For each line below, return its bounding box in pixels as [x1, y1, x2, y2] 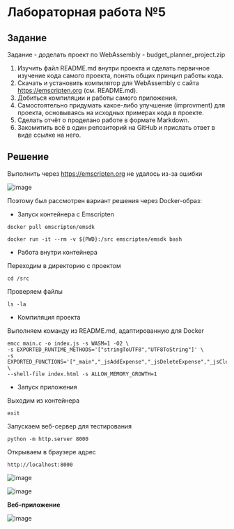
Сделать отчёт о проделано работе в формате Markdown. [17, 116, 190, 124]
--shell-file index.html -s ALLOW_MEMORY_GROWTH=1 [7, 371, 157, 378]
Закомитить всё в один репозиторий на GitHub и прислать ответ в [17, 124, 216, 131]
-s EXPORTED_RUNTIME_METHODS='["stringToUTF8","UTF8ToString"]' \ [7, 346, 204, 353]
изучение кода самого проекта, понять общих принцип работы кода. [17, 71, 224, 80]
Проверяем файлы [7, 287, 63, 295]
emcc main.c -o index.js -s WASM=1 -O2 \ [7, 340, 130, 347]
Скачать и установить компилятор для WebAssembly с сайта [17, 79, 200, 87]
